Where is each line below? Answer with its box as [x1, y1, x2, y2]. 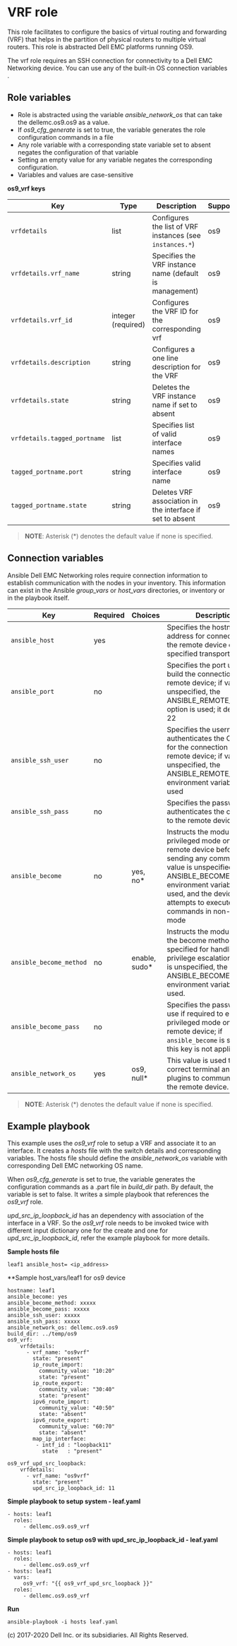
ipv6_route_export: [32, 1417, 90, 1424]
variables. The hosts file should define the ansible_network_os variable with [7, 1154, 228, 1163]
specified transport [166, 649, 231, 659]
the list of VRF [152, 222, 199, 232]
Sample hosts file [7, 1247, 60, 1256]
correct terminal [166, 1064, 220, 1074]
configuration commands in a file [17, 133, 114, 141]
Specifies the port [166, 660, 226, 670]
